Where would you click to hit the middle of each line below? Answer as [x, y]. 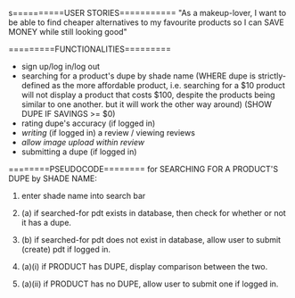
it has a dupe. [46, 223]
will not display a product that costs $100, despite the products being [148, 95]
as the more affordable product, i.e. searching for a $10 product [169, 85]
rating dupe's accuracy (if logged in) [88, 123]
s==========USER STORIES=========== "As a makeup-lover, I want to [147, 13]
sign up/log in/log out [60, 66]
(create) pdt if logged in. [66, 249]
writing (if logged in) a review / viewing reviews [108, 132]
